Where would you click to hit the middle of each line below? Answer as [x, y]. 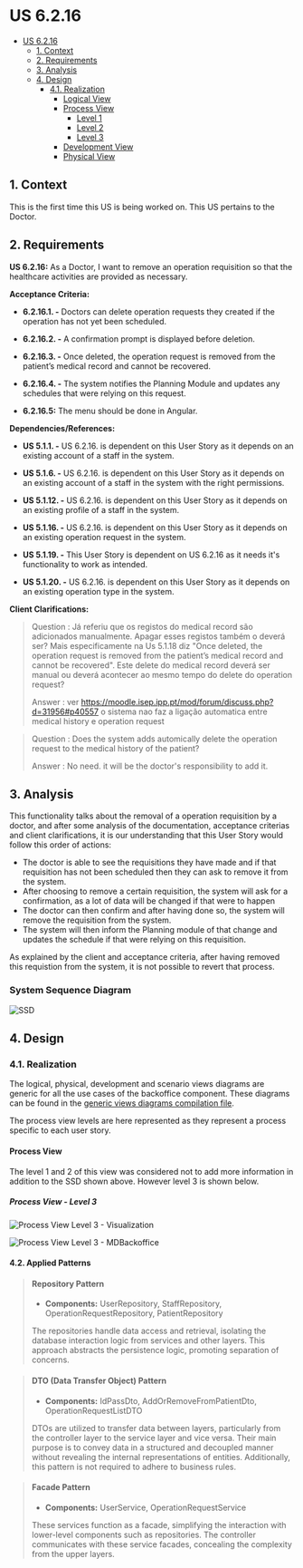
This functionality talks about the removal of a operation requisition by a [143, 816]
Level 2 [90, 127]
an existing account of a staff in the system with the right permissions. [153, 482]
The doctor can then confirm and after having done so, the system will [153, 911]
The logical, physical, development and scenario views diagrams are [137, 1084]
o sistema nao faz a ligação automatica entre [185, 711]
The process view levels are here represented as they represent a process [148, 1121]
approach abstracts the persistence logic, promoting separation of [155, 1350]
